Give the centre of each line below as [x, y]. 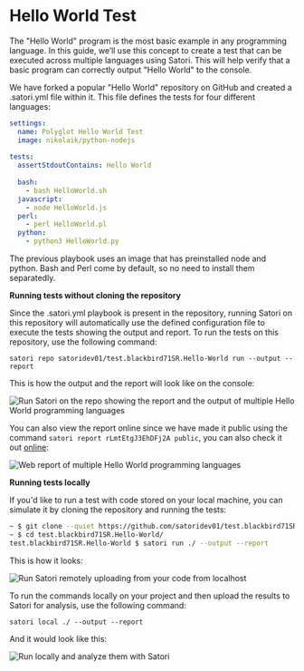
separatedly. [33, 278]
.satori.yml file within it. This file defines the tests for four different [133, 97]
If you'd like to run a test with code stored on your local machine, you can [146, 501]
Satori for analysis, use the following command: [98, 605]
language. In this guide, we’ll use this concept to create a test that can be [146, 50]
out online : [29, 447]
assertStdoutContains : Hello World [85, 165]
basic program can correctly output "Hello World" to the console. [131, 70]
